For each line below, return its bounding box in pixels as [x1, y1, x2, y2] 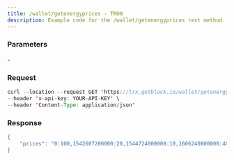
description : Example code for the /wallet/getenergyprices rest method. [7, 17, 226, 24]
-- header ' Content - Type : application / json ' [7, 102, 136, 109]
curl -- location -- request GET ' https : [7, 88, 123, 96]
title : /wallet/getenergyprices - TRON [7, 10, 123, 17]
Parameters [7, 40, 47, 49]
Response [7, 118, 42, 127]
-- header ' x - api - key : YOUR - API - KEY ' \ [7, 95, 120, 102]
